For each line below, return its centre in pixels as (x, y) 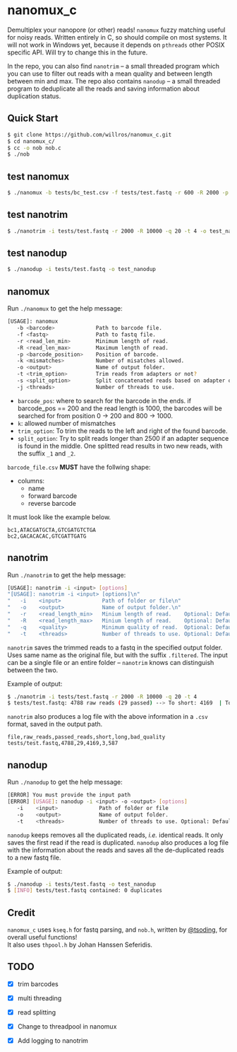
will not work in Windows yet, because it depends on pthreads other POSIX (116, 45)
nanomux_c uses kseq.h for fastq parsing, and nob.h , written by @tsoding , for (117, 930)
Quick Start (33, 119)
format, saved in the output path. (55, 724)
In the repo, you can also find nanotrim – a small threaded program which (114, 66)
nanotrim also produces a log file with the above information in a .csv (108, 717)
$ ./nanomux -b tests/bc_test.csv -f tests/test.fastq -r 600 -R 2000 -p (118, 193)
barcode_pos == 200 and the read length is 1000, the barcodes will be (120, 408)
